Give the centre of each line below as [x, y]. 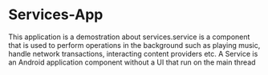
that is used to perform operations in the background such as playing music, [134, 45]
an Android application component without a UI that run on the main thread [132, 62]
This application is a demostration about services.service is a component [129, 37]
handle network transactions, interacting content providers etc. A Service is [133, 53]
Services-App [56, 15]
